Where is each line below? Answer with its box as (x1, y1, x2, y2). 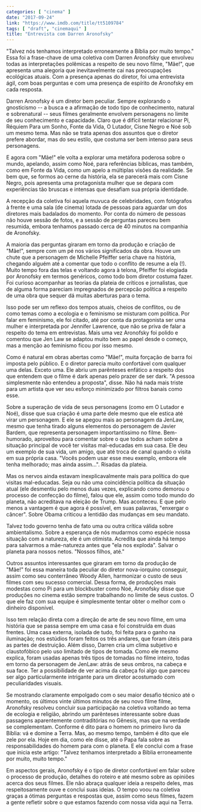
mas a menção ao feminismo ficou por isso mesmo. (6, 342, 133, 349)
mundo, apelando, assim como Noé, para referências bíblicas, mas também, (6, 160, 194, 168)
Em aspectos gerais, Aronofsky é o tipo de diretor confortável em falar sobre (6, 767, 195, 774)
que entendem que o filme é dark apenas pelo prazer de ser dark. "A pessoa (6, 373, 195, 380)
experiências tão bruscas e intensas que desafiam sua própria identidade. (6, 186, 188, 193)
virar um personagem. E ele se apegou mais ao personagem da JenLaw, (6, 416, 184, 423)
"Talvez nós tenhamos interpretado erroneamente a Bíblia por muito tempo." (6, 47, 194, 55)
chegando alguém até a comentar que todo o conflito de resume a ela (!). (6, 260, 187, 267)
